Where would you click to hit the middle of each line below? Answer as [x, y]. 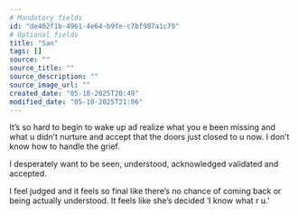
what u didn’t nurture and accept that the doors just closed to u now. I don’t [149, 137]
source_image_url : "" [50, 85]
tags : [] [26, 51]
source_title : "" [42, 69]
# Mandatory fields [46, 18]
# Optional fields [44, 34]
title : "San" [34, 43]
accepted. [28, 173]
